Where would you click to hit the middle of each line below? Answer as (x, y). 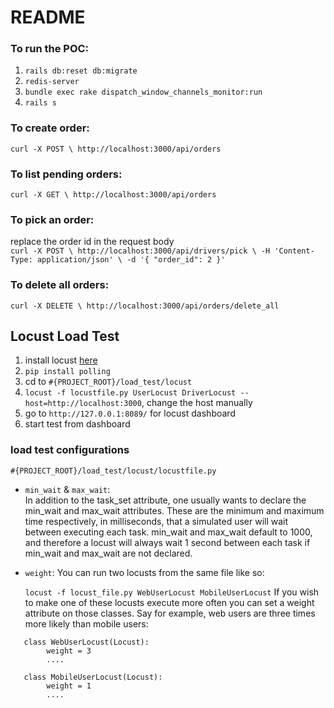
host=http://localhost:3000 (83, 404)
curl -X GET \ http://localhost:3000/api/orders (113, 195)
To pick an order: (52, 219)
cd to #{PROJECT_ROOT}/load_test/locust (108, 382)
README (48, 17)
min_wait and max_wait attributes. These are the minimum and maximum (174, 510)
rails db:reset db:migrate (81, 71)
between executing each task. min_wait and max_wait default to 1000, (168, 532)
